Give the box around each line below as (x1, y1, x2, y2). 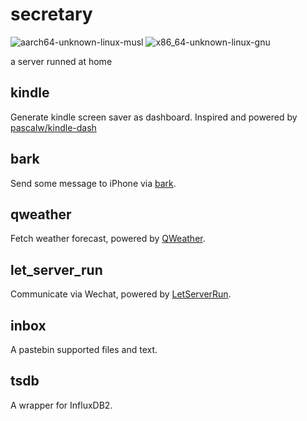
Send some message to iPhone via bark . (10, 177, 177, 189)
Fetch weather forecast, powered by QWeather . (10, 233, 206, 245)
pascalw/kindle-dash (10, 121, 97, 133)
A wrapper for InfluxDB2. (10, 399, 113, 411)
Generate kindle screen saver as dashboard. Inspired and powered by (10, 111, 298, 123)
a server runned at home (10, 55, 113, 67)
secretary (10, 3, 93, 26)
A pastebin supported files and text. (10, 344, 158, 355)
